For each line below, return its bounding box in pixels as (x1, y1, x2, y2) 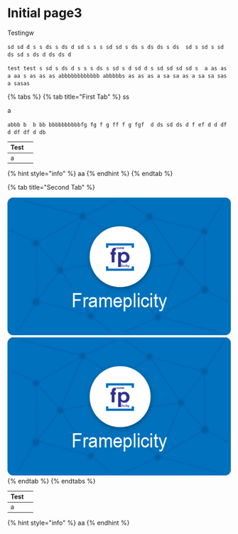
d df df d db (7, 129, 46, 136)
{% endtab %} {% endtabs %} (7, 476, 96, 485)
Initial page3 (7, 5, 82, 21)
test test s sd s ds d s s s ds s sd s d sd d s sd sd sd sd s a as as (7, 65, 227, 72)
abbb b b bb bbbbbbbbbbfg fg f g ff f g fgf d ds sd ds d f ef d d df (7, 121, 227, 129)
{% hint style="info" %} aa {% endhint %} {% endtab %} (7, 169, 173, 178)
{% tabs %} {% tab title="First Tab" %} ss (7, 92, 130, 101)
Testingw (7, 28, 34, 37)
